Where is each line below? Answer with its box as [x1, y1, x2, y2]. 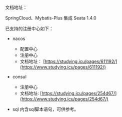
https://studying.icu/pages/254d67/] [41, 90, 117, 96]
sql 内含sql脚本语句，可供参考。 [12, 106, 79, 112]
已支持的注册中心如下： [5, 25, 53, 31]
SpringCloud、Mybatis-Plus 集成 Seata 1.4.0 [5, 15, 96, 21]
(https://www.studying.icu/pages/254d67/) [19, 96, 108, 101]
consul [12, 74, 26, 79]
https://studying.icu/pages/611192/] [44, 58, 117, 64]
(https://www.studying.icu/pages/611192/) [19, 64, 106, 70]
